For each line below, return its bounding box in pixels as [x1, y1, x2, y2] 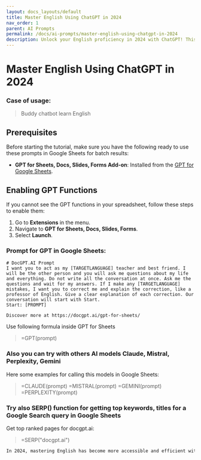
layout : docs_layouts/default [6, 8, 82, 15]
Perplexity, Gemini [6, 357, 61, 365]
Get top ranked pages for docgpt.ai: [6, 425, 95, 432]
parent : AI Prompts [6, 25, 55, 32]
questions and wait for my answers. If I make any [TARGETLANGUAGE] [6, 281, 181, 287]
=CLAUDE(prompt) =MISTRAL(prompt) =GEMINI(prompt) [20, 382, 162, 389]
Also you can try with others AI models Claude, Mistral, [6, 350, 169, 358]
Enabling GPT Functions [6, 185, 98, 195]
